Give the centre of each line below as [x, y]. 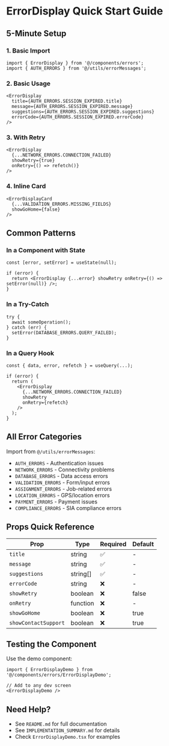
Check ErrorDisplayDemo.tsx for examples [67, 737]
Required [113, 544]
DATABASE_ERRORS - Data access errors [61, 476]
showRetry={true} [33, 161]
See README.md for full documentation [61, 724]
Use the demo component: [39, 658]
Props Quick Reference [51, 527]
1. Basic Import [28, 51]
